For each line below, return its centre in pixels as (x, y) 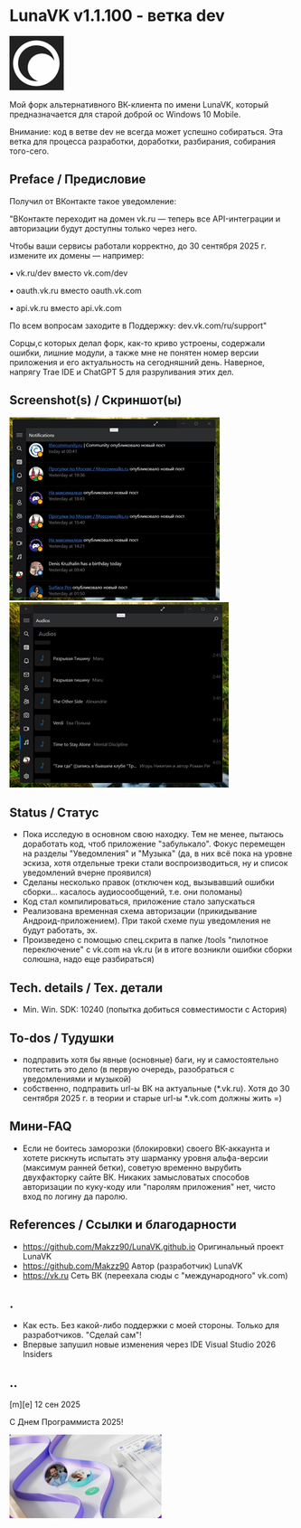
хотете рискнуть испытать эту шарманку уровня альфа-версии (145, 1157)
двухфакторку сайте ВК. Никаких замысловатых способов (136, 1177)
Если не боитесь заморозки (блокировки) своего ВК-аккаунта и (146, 1148)
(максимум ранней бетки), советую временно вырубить (132, 1167)
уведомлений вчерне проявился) (87, 872)
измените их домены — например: (77, 255)
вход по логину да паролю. (75, 1196)
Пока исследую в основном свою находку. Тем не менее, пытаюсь (153, 835)
